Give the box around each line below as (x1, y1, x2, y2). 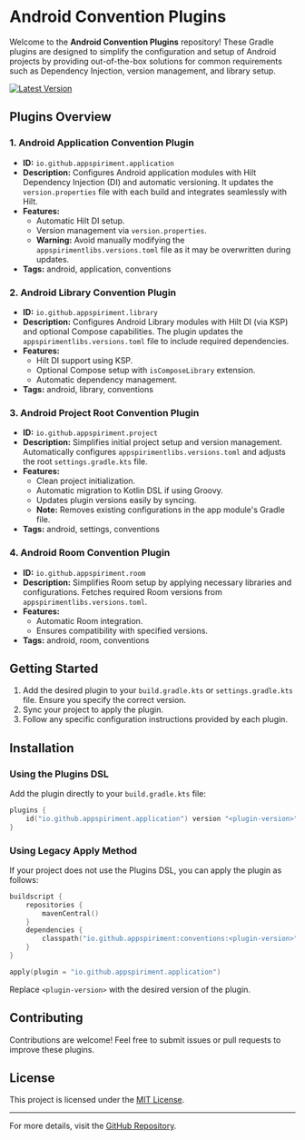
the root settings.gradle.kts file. (22, 456, 148, 467)
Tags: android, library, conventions (22, 383, 154, 394)
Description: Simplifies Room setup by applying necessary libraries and (22, 577, 292, 588)
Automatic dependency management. (35, 374, 177, 385)
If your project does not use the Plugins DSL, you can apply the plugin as (9, 865, 282, 876)
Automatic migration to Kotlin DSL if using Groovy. (35, 485, 224, 496)
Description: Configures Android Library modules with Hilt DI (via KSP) (22, 316, 289, 327)
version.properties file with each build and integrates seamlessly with (22, 186, 288, 197)
